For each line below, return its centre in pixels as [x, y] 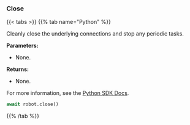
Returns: [18, 69]
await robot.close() [33, 104]
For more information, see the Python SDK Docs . [68, 93]
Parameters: [22, 46]
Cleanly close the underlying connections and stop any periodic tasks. [95, 34]
